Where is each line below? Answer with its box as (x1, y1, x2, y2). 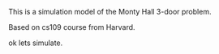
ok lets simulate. (8, 38, 63, 48)
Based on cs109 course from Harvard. (8, 23, 135, 31)
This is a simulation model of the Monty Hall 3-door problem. (8, 7, 212, 16)
